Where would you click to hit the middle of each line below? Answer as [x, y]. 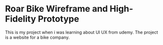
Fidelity [21, 19]
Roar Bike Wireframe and [56, 9]
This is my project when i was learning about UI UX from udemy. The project [81, 32]
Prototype [58, 19]
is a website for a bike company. [37, 37]
